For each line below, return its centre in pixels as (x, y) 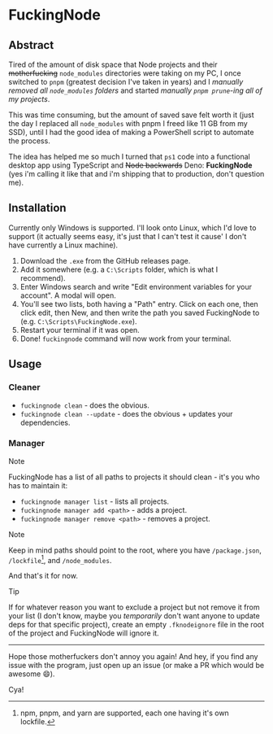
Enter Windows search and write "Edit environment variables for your (136, 286)
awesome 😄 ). (32, 674)
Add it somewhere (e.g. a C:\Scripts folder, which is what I (119, 269)
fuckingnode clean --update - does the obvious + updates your (126, 413)
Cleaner (24, 387)
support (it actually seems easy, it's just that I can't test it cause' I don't (128, 236)
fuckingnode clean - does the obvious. (85, 405)
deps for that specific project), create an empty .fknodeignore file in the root (136, 625)
